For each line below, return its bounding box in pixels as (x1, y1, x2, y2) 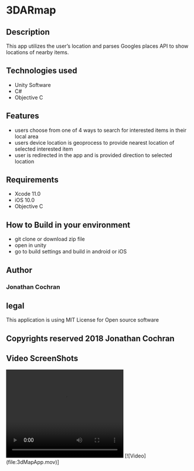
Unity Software (14, 81, 51, 88)
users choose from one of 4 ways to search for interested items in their (14, 126, 186, 133)
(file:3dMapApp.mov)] (6, 458, 60, 465)
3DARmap (6, 4, 56, 17)
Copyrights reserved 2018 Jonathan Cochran (6, 333, 175, 343)
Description (6, 27, 50, 37)
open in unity (14, 242, 47, 249)
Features (6, 111, 39, 121)
